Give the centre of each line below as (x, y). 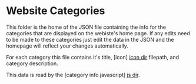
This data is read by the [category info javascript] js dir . (73, 75)
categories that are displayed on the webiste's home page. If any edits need (98, 33)
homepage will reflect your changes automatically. (67, 46)
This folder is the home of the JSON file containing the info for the (86, 27)
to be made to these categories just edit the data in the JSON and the (90, 39)
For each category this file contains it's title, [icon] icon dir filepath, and (93, 57)
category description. (32, 63)
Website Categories (56, 11)
